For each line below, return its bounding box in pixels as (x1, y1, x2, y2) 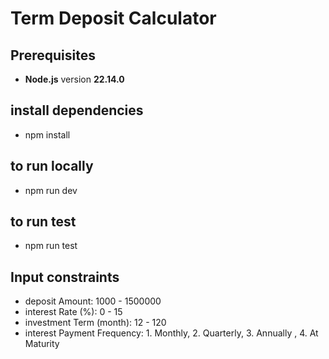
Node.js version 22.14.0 (24, 73, 125, 85)
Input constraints (10, 268, 120, 286)
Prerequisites (10, 47, 96, 64)
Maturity (24, 338, 60, 350)
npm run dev (24, 184, 78, 196)
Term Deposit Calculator (10, 7, 217, 30)
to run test (10, 213, 77, 231)
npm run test (24, 240, 78, 252)
